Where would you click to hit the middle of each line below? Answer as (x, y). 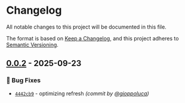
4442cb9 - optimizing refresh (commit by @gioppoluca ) (82, 93)
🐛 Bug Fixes (23, 80)
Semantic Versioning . (32, 45)
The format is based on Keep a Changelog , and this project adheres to (92, 38)
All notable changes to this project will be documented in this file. (87, 27)
